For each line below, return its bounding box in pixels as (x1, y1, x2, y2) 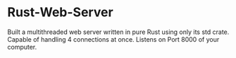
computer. (7, 42, 37, 51)
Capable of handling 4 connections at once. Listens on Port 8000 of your (7, 35, 220, 43)
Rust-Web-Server (7, 4, 114, 21)
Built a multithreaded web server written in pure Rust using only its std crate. (7, 28, 230, 36)
